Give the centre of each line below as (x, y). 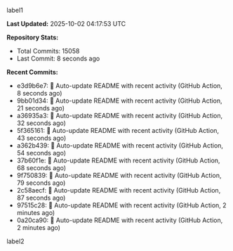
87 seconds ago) (41, 198)
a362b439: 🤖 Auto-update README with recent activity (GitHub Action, (120, 146)
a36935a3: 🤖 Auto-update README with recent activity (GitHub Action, (120, 116)
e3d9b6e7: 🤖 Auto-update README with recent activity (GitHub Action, (119, 86)
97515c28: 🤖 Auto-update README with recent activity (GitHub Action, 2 (121, 205)
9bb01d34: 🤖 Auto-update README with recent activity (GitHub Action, (119, 101)
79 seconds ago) (41, 183)
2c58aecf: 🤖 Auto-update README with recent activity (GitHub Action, (119, 190)
